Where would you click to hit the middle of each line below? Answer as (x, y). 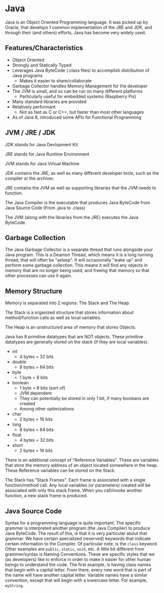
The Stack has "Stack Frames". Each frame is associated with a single (75, 480)
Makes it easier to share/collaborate (55, 81)
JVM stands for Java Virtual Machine (42, 163)
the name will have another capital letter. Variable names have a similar (76, 575)
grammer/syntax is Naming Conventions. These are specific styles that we (80, 554)
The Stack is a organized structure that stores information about (69, 313)
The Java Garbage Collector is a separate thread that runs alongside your (79, 250)
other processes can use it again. (39, 276)
